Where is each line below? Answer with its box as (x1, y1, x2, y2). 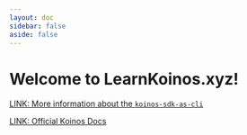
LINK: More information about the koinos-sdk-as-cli (9, 98, 204, 109)
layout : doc (9, 13, 54, 22)
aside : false (9, 30, 58, 39)
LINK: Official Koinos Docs (9, 116, 107, 127)
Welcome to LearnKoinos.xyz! (9, 68, 240, 89)
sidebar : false (9, 22, 66, 31)
